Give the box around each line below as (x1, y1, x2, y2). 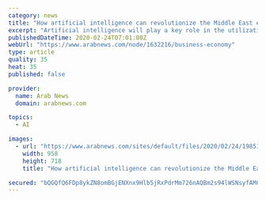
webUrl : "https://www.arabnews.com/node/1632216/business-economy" (8, 41, 236, 49)
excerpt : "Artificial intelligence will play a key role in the (8, 26, 225, 34)
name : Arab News (15, 92, 69, 99)
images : (8, 135, 34, 143)
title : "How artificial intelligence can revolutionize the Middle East (8, 19, 253, 27)
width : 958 (22, 149, 59, 158)
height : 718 (22, 157, 62, 165)
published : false (8, 70, 66, 78)
